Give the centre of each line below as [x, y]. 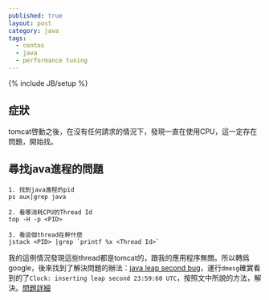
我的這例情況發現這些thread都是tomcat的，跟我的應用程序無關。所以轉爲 [129, 257]
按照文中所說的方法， [219, 278]
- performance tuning [52, 61]
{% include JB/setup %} [48, 83]
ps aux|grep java [37, 197]
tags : [17, 38]
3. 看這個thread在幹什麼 [45, 235]
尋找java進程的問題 [56, 169]
